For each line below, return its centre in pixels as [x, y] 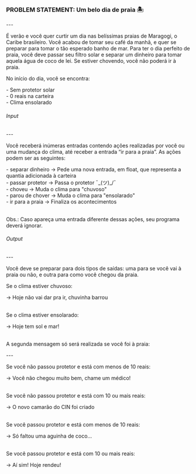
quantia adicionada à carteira [41, 175]
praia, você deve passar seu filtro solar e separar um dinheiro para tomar [94, 55]
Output [15, 239]
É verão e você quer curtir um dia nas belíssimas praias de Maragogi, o [92, 36]
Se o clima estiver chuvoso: [39, 286]
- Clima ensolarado [29, 103]
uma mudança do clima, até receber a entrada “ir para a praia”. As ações [94, 151]
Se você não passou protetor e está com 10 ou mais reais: [76, 395]
